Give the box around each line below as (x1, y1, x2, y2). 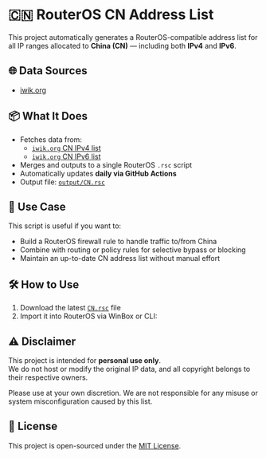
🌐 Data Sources (8, 64, 88, 77)
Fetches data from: (19, 134, 82, 144)
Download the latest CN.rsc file (19, 303, 121, 313)
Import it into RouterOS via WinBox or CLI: (19, 311, 158, 321)
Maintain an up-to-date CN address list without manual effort (19, 254, 221, 263)
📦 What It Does (8, 109, 88, 123)
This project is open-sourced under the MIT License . (8, 440, 182, 450)
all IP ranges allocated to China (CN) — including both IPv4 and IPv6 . (8, 41, 237, 50)
